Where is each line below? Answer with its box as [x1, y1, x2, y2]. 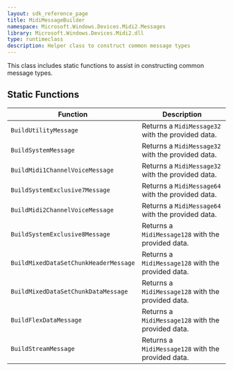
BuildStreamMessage [10, 345, 75, 352]
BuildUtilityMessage [10, 126, 78, 134]
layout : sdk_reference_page [7, 10, 89, 17]
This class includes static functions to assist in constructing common [7, 62, 205, 69]
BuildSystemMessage [10, 146, 75, 154]
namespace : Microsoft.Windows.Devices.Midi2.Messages [7, 23, 166, 30]
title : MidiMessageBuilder [7, 17, 85, 24]
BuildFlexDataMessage [10, 316, 82, 324]
